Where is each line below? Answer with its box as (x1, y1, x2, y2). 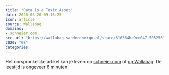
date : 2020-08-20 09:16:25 (5, 12, 62, 17)
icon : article (5, 17, 35, 22)
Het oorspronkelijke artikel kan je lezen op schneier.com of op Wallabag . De (5, 58, 162, 64)
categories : (5, 45, 30, 50)
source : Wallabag (5, 21, 42, 27)
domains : (5, 26, 24, 31)
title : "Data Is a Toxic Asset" (5, 7, 73, 13)
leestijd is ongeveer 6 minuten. (5, 64, 69, 70)
